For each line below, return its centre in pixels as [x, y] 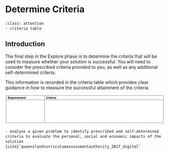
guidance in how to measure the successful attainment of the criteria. [77, 88]
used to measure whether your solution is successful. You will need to [78, 61]
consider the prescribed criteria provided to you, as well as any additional [81, 67]
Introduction [25, 44]
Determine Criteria [45, 9]
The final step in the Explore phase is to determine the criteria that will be [81, 56]
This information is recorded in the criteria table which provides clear [77, 82]
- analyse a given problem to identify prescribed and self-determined [82, 132]
